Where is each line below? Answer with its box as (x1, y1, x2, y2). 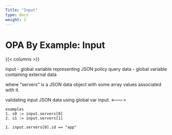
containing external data (5, 71, 57, 78)
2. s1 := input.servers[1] (5, 116, 63, 121)
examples (5, 107, 24, 112)
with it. (5, 87, 20, 93)
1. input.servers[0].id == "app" (5, 125, 77, 130)
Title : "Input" (5, 7, 38, 13)
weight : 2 (5, 17, 27, 22)
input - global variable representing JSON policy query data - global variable (5, 66, 167, 72)
